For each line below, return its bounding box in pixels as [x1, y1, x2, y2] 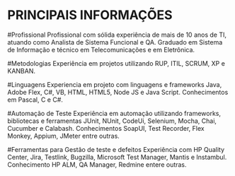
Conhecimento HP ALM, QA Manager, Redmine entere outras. [7, 160, 187, 169]
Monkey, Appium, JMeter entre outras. [7, 131, 120, 140]
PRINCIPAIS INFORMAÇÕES [7, 7, 173, 23]
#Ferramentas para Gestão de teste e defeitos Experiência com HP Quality [7, 145, 225, 153]
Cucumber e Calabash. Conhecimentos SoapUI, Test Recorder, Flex [7, 124, 205, 132]
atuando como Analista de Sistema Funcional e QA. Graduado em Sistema [7, 37, 223, 46]
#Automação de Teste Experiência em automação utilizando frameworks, [7, 109, 222, 117]
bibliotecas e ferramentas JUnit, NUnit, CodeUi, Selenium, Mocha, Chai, [7, 117, 217, 125]
